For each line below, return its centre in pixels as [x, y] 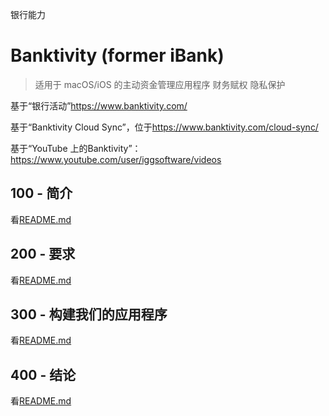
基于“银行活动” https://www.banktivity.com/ [99, 105]
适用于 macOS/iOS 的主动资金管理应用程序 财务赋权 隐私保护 [160, 84]
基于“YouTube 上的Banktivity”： [76, 148]
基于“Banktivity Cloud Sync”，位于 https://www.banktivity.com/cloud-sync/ [164, 127]
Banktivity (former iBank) [117, 55]
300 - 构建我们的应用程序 [89, 314]
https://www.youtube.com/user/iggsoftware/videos [116, 159]
